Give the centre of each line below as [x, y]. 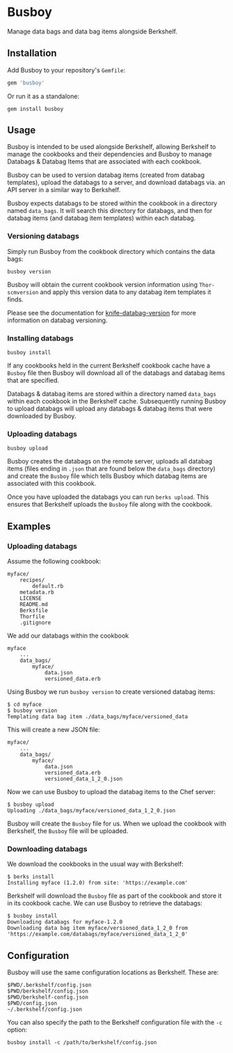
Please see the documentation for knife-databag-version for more [102, 312]
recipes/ [32, 580]
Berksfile [34, 611]
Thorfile [32, 617]
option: [17, 1030]
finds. [15, 299]
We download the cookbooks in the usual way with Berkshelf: [95, 864]
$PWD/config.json [32, 1004]
